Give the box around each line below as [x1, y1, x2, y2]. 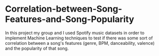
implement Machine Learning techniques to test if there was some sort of [5, 35, 153, 41]
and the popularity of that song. [5, 45, 69, 51]
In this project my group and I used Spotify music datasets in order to [5, 30, 145, 36]
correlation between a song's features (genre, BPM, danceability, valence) [5, 40, 155, 46]
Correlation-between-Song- [5, 3, 122, 15]
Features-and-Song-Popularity [5, 14, 135, 25]
